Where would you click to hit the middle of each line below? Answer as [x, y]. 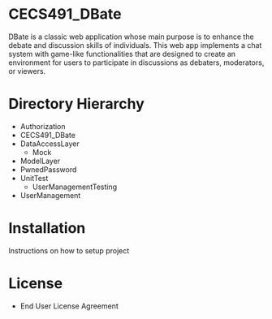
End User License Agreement [69, 306]
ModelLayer [40, 161]
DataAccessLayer [50, 144]
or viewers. [27, 71]
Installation [47, 228]
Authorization [43, 126]
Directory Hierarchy [76, 104]
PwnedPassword [48, 169]
